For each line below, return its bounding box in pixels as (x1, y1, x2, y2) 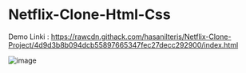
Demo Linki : (8, 32, 50, 41)
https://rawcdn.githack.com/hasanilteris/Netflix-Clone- (50, 32, 232, 41)
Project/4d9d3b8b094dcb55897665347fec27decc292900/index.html (8, 40, 239, 49)
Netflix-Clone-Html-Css (8, 6, 171, 24)
